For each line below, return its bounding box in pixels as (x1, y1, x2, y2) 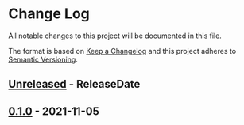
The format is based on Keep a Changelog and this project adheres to (8, 46, 237, 55)
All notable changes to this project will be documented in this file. (8, 31, 223, 40)
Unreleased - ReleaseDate (8, 78, 141, 91)
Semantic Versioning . (8, 55, 78, 64)
